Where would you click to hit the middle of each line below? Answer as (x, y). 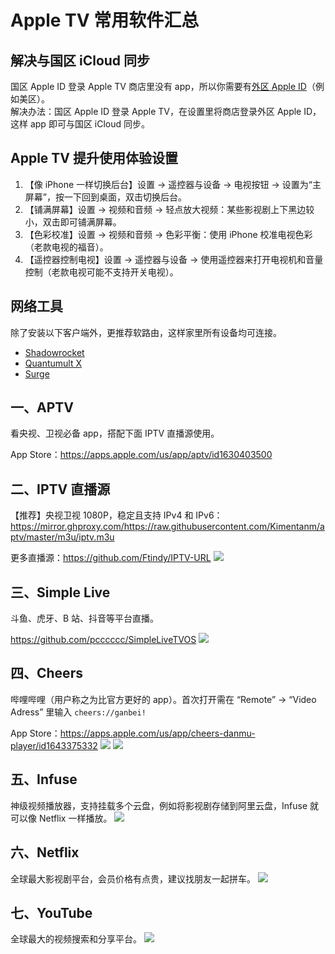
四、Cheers (46, 673)
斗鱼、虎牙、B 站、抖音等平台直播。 (85, 618)
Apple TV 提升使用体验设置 (94, 158)
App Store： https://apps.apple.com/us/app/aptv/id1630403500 (141, 455)
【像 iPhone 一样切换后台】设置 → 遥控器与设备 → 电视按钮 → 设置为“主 (173, 184)
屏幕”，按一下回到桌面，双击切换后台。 (105, 197)
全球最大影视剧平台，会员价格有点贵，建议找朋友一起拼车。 (133, 878)
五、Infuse (44, 779)
